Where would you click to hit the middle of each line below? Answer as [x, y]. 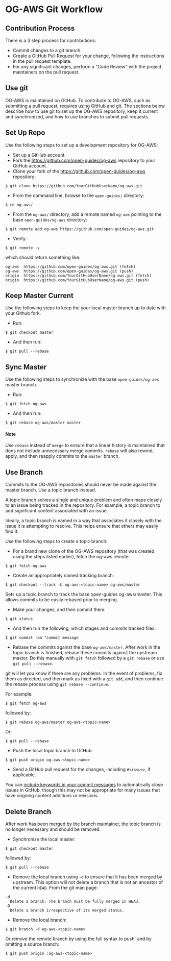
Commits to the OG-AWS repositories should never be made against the [81, 485]
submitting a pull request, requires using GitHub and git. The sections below [85, 106]
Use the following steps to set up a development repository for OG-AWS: [82, 145]
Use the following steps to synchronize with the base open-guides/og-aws [82, 379]
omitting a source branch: [32, 944]
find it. [12, 531]
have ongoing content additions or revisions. [52, 796]
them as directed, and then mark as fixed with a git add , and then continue [84, 679]
